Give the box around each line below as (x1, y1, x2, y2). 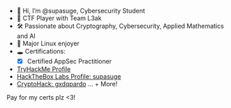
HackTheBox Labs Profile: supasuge (16, 72, 121, 81)
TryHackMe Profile (16, 65, 71, 73)
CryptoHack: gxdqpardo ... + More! (16, 80, 118, 88)
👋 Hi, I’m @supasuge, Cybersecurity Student (16, 7, 146, 15)
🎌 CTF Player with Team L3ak (16, 14, 102, 22)
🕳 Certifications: (16, 47, 66, 55)
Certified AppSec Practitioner (27, 57, 112, 65)
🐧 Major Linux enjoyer (16, 39, 80, 47)
